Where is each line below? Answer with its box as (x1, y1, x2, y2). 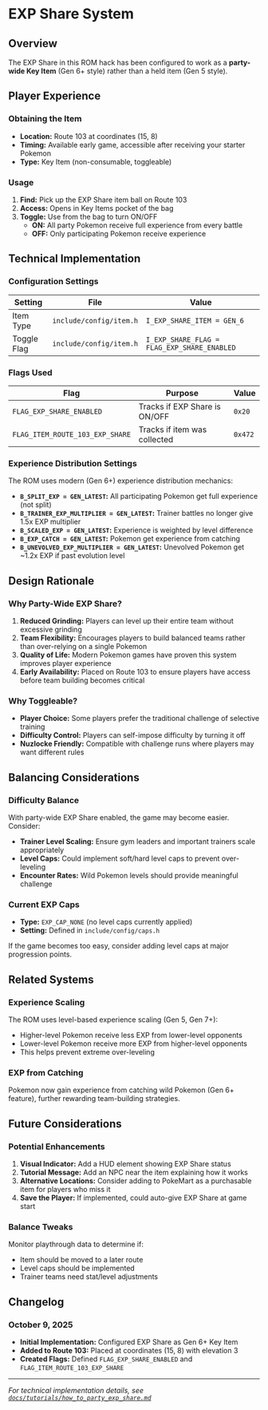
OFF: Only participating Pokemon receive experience (31, 228, 207, 238)
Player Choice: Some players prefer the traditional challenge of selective (19, 714, 260, 723)
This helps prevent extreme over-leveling (19, 1047, 156, 1056)
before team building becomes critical (19, 675, 145, 685)
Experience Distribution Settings (8, 457, 137, 469)
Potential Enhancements (8, 1141, 105, 1152)
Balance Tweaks (8, 1221, 73, 1232)
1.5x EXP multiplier (19, 517, 81, 527)
